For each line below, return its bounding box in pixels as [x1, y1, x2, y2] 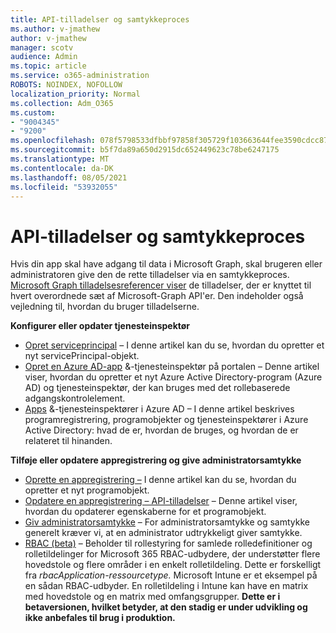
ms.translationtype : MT [10, 154, 110, 164]
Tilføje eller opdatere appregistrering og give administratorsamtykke [10, 454, 302, 466]
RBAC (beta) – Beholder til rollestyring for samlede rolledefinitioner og [24, 537, 313, 550]
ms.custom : [10, 107, 56, 118]
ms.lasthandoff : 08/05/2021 [10, 172, 128, 183]
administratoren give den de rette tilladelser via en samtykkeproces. [10, 269, 290, 281]
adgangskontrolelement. [24, 392, 126, 405]
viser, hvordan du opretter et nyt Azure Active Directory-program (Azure [24, 371, 323, 383]
